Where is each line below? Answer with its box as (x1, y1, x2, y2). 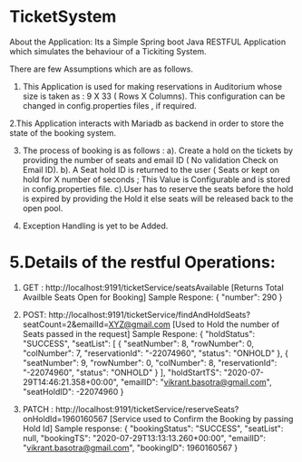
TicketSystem (9, 6, 117, 27)
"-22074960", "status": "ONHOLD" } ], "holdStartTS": (22, 367, 222, 378)
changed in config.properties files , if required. (22, 100, 197, 111)
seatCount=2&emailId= (22, 319, 109, 330)
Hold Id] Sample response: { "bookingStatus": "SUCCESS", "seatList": (22, 423, 284, 434)
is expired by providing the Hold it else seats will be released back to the (22, 193, 294, 204)
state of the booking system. (9, 127, 116, 138)
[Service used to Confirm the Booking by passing (109, 413, 294, 424)
